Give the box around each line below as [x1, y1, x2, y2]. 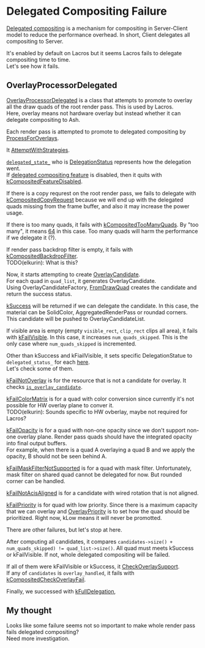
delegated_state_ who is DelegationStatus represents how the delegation [6, 158, 192, 165]
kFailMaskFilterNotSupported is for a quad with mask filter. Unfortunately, [6, 464, 192, 472]
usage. [6, 209, 24, 216]
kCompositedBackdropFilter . [6, 252, 78, 260]
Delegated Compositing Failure [6, 4, 167, 18]
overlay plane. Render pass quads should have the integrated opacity [17, 433, 193, 440]
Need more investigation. [6, 635, 70, 642]
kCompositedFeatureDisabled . [6, 178, 83, 185]
